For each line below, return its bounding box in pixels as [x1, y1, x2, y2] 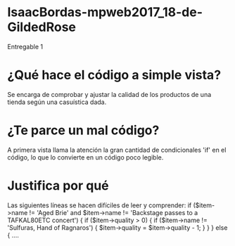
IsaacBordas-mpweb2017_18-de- [7, 4, 203, 20]
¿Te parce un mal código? [7, 122, 160, 138]
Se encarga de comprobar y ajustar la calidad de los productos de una [7, 90, 212, 98]
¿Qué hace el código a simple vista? [7, 67, 222, 83]
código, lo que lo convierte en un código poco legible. [7, 153, 164, 162]
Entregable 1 [7, 42, 44, 51]
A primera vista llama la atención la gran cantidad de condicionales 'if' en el [7, 145, 227, 154]
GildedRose [7, 19, 76, 35]
